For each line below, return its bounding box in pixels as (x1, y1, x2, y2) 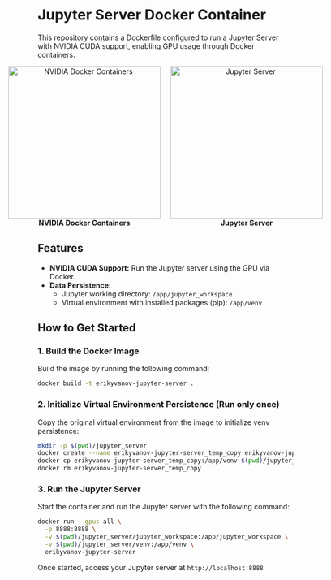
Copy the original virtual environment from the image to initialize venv (37, 417, 270, 427)
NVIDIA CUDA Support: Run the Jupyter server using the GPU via (49, 262, 270, 273)
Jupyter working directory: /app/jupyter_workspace (61, 288, 233, 298)
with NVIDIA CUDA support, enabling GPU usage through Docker (37, 41, 255, 50)
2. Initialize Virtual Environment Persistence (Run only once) (37, 399, 280, 410)
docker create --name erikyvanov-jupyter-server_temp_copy (37, 449, 242, 457)
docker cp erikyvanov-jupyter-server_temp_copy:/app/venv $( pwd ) (37, 457, 263, 465)
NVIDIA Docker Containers (38, 218, 131, 227)
